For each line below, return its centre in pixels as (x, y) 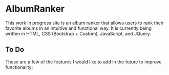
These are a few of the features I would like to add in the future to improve (84, 62)
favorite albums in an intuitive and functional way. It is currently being (79, 28)
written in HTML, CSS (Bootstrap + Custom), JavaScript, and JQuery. (78, 33)
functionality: (19, 67)
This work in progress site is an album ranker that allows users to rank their (84, 23)
